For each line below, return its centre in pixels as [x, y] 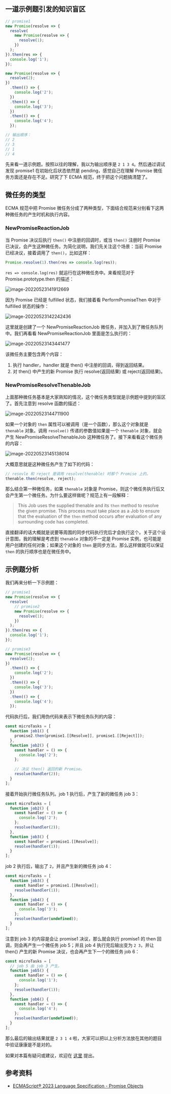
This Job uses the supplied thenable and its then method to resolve [88, 506]
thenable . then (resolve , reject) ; [41, 478]
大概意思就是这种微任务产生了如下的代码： [50, 464]
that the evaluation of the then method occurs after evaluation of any [90, 516]
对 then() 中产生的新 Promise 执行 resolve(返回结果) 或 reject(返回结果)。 [89, 371]
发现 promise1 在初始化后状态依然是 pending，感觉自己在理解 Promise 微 [82, 171]
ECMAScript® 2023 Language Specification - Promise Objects [78, 1086]
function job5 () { [30, 971]
